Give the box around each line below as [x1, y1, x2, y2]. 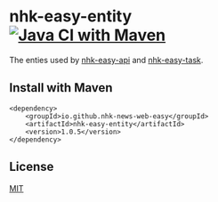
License [9, 159, 54, 174]
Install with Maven [9, 80, 113, 95]
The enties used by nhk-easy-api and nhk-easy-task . [9, 54, 204, 65]
